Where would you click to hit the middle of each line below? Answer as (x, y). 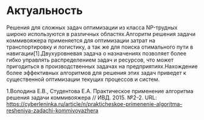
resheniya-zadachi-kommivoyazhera (52, 110)
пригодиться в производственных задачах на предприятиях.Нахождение (102, 66)
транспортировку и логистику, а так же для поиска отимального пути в (100, 47)
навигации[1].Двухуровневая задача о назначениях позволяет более (97, 53)
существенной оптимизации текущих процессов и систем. (83, 79)
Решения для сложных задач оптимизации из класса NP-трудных (92, 27)
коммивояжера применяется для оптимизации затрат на (81, 40)
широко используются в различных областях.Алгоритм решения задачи (101, 34)
